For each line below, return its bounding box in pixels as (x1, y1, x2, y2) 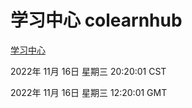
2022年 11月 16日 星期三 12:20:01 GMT (10, 86, 168, 98)
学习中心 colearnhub (10, 9, 183, 32)
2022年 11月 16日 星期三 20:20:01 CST (10, 65, 167, 77)
